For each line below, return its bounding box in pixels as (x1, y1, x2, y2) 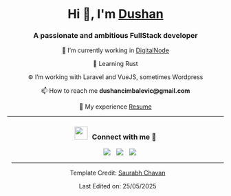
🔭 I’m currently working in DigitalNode (61, 46, 170, 54)
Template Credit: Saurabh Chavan (69, 168, 166, 177)
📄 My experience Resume (78, 102, 153, 111)
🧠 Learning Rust (92, 60, 139, 68)
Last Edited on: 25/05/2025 (78, 182, 157, 190)
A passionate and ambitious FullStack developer (33, 31, 198, 41)
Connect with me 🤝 (91, 132, 157, 142)
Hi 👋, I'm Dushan (67, 6, 164, 22)
